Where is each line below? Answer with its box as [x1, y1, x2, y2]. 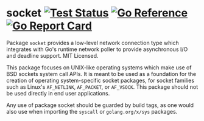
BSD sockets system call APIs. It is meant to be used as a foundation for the [6, 70, 197, 77]
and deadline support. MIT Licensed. [6, 52, 99, 59]
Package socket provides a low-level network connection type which [6, 39, 179, 46]
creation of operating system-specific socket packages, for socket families [6, 77, 195, 84]
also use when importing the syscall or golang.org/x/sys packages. [6, 108, 178, 115]
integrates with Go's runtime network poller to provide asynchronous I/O [6, 46, 188, 53]
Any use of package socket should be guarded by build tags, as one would [6, 101, 194, 109]
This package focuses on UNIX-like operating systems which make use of [6, 64, 192, 71]
